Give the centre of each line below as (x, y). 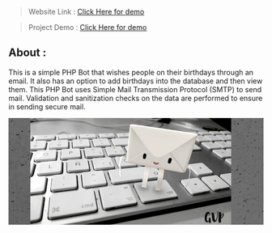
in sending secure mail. (47, 106)
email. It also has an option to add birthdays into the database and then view (136, 81)
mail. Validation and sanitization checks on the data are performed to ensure (136, 98)
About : (28, 53)
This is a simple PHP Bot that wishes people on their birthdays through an (131, 72)
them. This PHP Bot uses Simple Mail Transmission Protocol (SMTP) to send (135, 89)
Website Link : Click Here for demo (86, 12)
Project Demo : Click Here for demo (87, 27)
